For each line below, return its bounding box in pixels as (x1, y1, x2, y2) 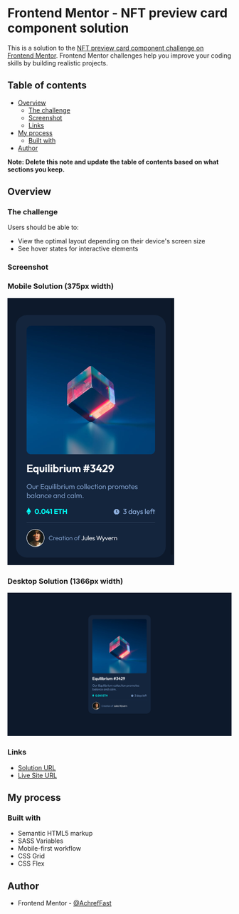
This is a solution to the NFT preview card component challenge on (7, 43, 204, 52)
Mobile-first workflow (17, 844, 82, 853)
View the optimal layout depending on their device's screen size (17, 237, 206, 246)
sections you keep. (7, 165, 65, 174)
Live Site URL (17, 771, 58, 779)
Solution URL (17, 763, 56, 772)
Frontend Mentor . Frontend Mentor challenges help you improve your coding (7, 51, 232, 60)
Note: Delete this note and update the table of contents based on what (7, 157, 219, 166)
